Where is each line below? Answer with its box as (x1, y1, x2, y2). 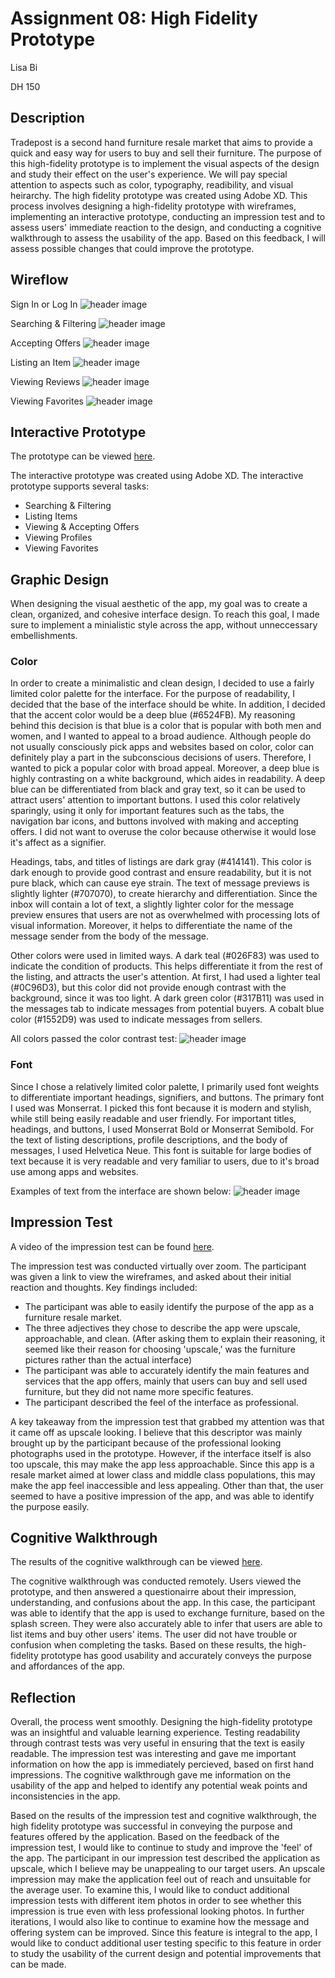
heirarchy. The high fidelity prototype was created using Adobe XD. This (10, 189, 308, 201)
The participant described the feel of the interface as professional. (24, 1396, 299, 1408)
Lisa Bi (10, 61, 38, 73)
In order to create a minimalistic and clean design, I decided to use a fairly (10, 677, 315, 689)
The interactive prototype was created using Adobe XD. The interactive (10, 470, 304, 482)
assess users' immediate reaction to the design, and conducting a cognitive (10, 221, 322, 233)
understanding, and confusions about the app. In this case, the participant (10, 1597, 316, 1609)
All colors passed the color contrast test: (10, 1033, 178, 1045)
